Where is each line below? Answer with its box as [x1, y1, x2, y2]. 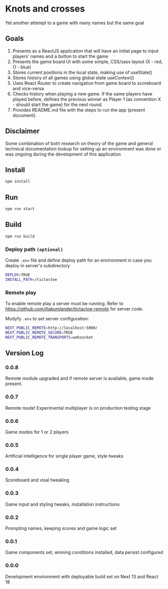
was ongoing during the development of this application [5, 151, 121, 157]
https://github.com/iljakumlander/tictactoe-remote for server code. [5, 306, 144, 312]
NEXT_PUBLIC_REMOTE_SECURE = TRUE [5, 330, 73, 335]
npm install [5, 179, 30, 184]
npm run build [5, 233, 35, 239]
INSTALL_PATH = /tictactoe [5, 277, 57, 282]
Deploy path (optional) [5, 246, 63, 253]
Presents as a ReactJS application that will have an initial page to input [12, 47, 159, 54]
